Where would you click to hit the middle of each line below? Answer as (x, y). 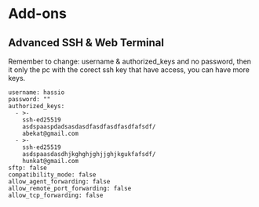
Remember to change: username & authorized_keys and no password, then (130, 61)
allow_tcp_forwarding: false (56, 195)
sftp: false (27, 168)
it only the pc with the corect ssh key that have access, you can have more (129, 70)
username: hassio (36, 93)
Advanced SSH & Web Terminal (86, 43)
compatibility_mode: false (52, 175)
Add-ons (37, 14)
